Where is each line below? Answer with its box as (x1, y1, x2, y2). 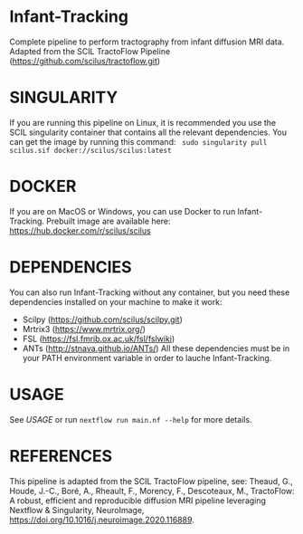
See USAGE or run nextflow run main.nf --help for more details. (9, 414, 252, 424)
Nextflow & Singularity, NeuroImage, (9, 504, 145, 515)
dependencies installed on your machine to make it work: (9, 296, 223, 307)
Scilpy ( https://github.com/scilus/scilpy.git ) (22, 314, 184, 325)
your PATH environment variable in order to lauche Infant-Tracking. (22, 352, 272, 363)
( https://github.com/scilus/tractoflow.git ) (9, 55, 161, 66)
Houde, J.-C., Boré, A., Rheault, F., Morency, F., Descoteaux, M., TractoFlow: (9, 485, 296, 496)
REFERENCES (9, 445, 113, 466)
